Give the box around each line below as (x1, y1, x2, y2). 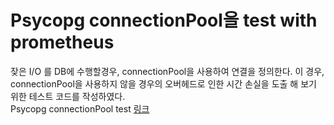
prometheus (10, 31, 115, 54)
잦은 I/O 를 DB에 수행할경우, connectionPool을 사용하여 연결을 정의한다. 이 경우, (10, 65, 325, 77)
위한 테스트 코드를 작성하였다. (10, 90, 126, 102)
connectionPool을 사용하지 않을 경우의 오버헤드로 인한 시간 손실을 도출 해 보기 (10, 77, 317, 90)
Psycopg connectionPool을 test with (10, 9, 318, 32)
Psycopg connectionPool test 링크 (10, 102, 150, 115)
